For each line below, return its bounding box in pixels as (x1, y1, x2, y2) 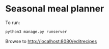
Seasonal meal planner (5, 3, 104, 14)
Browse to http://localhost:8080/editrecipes (5, 38, 97, 44)
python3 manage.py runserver (5, 29, 67, 34)
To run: (5, 19, 20, 25)
